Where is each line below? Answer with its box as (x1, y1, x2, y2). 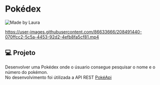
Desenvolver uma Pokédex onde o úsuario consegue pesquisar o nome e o (5, 64, 156, 70)
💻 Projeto (5, 49, 36, 57)
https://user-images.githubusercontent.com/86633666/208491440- (5, 29, 142, 34)
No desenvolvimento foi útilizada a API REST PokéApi (5, 74, 112, 80)
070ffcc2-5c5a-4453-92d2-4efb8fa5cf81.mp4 (5, 34, 99, 40)
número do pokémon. (5, 69, 48, 75)
